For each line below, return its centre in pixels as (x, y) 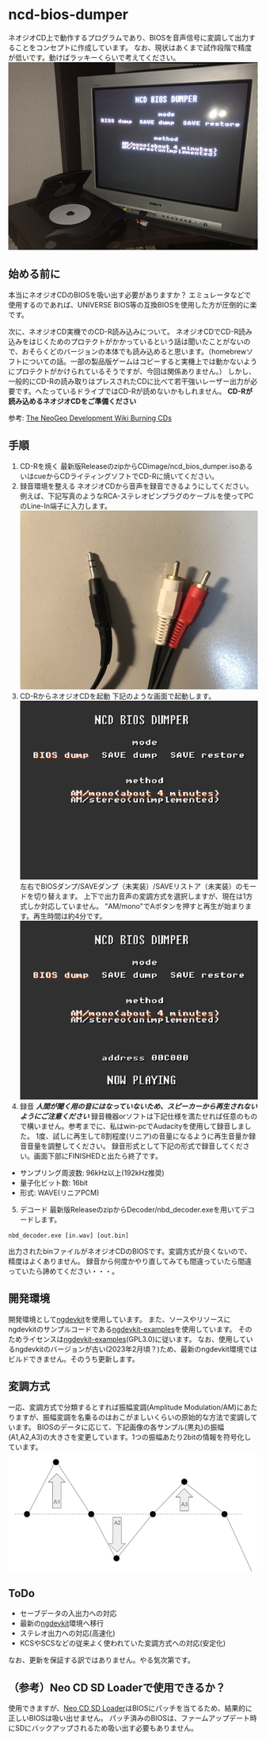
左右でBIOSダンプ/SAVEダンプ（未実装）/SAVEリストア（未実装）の (131, 886)
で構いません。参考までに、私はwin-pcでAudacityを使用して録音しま (132, 1126)
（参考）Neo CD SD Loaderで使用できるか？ (117, 1687)
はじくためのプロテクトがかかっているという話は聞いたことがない (136, 341)
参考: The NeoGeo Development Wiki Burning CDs (90, 418)
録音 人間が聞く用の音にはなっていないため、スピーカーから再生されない (139, 1106)
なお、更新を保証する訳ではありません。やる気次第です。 (102, 1660)
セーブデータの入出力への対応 (68, 1614)
